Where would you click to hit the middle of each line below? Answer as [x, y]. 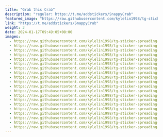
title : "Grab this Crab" [30, 9]
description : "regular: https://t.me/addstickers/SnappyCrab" [69, 14]
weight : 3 [15, 28]
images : [13, 37]
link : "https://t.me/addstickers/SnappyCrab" [52, 23]
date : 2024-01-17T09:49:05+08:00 [39, 32]
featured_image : [21, 18]
